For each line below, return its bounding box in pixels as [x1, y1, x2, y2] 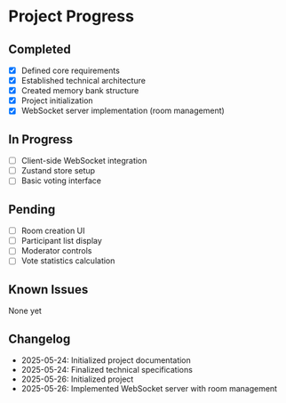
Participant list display [20, 236, 103, 246]
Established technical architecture [20, 76, 146, 86]
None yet [8, 305, 42, 317]
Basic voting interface [20, 175, 102, 186]
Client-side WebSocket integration [20, 156, 147, 166]
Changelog [8, 331, 71, 346]
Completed [8, 42, 72, 57]
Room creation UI [20, 225, 85, 237]
